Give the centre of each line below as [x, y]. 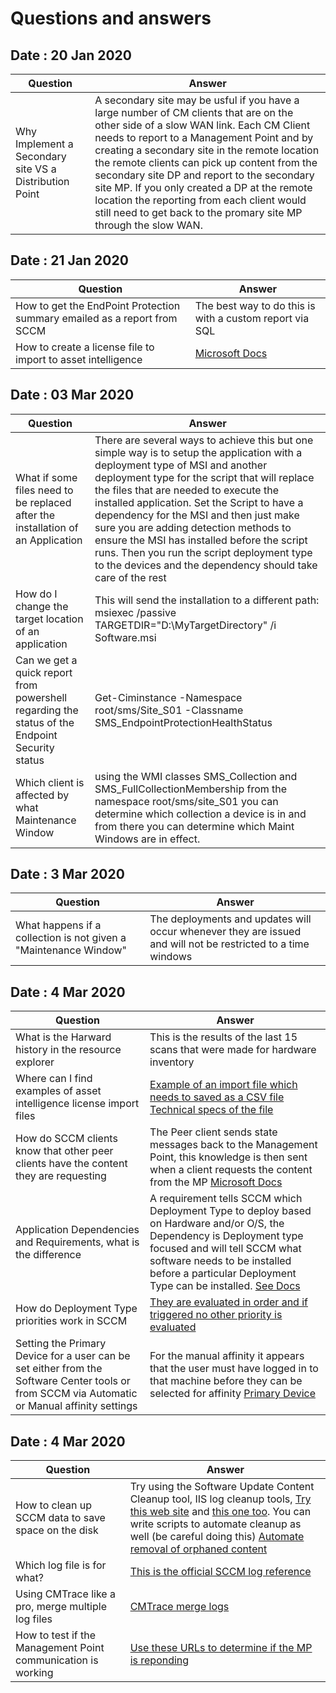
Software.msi [125, 637]
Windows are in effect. [147, 839]
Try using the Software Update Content [222, 1487]
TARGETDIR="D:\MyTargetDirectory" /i [185, 625]
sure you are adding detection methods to [193, 527]
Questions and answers [111, 18]
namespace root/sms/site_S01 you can [186, 801]
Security [35, 747]
